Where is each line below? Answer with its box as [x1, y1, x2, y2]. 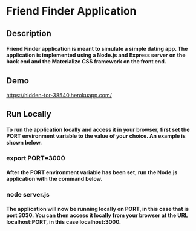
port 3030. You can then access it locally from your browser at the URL [6, 212, 188, 219]
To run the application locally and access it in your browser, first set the [6, 126, 190, 133]
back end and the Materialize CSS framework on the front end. [6, 58, 166, 65]
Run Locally [6, 109, 51, 119]
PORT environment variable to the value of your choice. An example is [6, 132, 186, 140]
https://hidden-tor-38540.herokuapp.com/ [6, 91, 112, 99]
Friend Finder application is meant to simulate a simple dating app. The [6, 45, 188, 53]
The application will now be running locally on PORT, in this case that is [6, 206, 189, 212]
